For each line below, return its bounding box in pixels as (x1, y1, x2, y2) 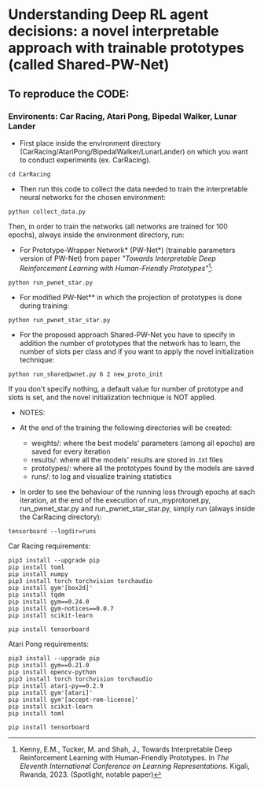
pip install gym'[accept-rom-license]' (8, 696, 139, 703)
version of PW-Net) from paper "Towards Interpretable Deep (19, 254, 216, 263)
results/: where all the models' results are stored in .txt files (31, 455, 224, 464)
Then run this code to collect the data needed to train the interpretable (19, 184, 248, 194)
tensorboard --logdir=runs (8, 527, 97, 535)
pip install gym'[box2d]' (8, 584, 93, 592)
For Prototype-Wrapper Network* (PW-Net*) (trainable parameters (19, 245, 236, 254)
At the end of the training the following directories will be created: (19, 423, 233, 432)
